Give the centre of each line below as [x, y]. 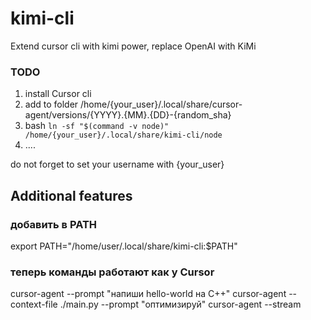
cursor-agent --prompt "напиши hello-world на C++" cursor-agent [148, 294]
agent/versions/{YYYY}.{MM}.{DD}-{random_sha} [128, 115]
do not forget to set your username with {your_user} [117, 164]
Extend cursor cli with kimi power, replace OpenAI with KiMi [133, 46]
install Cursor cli [58, 94]
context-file [34, 304]
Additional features [71, 195]
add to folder [51, 104]
